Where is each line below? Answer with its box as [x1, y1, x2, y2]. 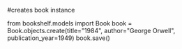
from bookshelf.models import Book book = [7, 19, 132, 27]
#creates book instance [7, 6, 75, 14]
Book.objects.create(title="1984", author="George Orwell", [7, 27, 176, 35]
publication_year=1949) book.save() [7, 34, 110, 42]
